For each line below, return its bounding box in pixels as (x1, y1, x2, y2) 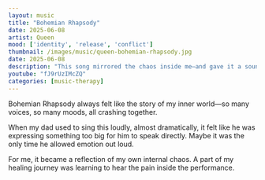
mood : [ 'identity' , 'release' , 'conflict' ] (8, 41, 154, 49)
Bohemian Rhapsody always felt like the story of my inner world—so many (8, 99, 250, 108)
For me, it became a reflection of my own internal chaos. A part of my (8, 154, 234, 163)
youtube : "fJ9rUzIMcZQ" (8, 70, 87, 78)
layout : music (8, 11, 55, 20)
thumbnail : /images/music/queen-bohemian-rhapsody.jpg (8, 48, 192, 56)
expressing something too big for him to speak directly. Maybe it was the (8, 130, 244, 140)
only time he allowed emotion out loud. (8, 139, 134, 149)
